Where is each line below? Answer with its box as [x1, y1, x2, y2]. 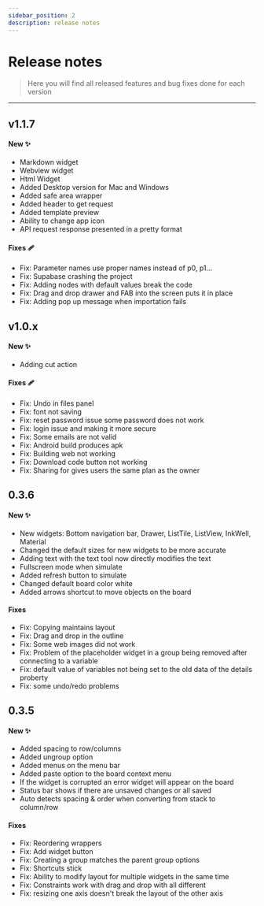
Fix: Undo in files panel [19, 399, 94, 408]
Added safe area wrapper [19, 191, 103, 201]
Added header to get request [19, 199, 114, 209]
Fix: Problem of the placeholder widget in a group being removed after [19, 648, 247, 657]
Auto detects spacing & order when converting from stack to [19, 794, 216, 804]
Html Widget [19, 174, 60, 184]
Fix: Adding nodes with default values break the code [19, 280, 192, 290]
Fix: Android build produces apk [19, 440, 123, 450]
